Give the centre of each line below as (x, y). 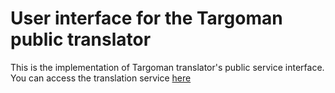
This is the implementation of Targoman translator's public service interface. (167, 67)
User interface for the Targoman (146, 18)
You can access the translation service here (101, 78)
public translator (81, 39)
